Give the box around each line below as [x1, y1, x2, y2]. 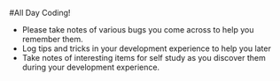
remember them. [21, 34, 83, 44]
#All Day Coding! [9, 8, 71, 18]
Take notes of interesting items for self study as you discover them [21, 53, 266, 63]
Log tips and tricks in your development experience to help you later [21, 43, 272, 54]
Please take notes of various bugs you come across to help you [21, 25, 254, 34]
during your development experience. [21, 62, 160, 72]
